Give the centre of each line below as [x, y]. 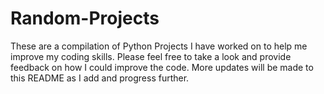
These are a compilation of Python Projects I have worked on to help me [159, 46]
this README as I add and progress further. [100, 78]
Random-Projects [85, 18]
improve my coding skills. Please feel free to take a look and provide [151, 56]
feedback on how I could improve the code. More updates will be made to [162, 67]
